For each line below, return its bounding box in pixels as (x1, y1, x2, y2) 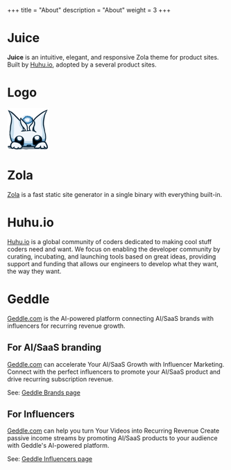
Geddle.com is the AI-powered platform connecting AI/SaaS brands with (7, 314, 214, 322)
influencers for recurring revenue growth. (7, 322, 126, 330)
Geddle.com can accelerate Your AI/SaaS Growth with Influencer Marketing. (7, 360, 225, 368)
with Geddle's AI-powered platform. (7, 442, 110, 450)
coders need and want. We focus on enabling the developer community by (7, 245, 221, 253)
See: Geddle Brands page (7, 388, 81, 397)
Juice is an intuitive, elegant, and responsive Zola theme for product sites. (7, 53, 219, 61)
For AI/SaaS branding (7, 342, 102, 354)
